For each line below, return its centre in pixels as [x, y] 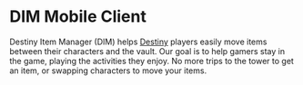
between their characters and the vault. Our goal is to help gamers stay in [147, 51]
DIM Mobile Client [78, 17]
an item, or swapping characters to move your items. [108, 71]
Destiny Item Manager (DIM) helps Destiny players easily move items [138, 42]
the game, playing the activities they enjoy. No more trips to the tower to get [151, 61]
